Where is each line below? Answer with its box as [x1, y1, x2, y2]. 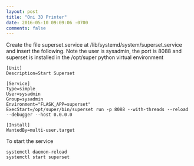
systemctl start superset [6, 154, 70, 160]
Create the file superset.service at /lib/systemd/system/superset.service [6, 41, 183, 48]
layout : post [6, 8, 38, 15]
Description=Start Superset [6, 70, 75, 77]
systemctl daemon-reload [6, 149, 67, 155]
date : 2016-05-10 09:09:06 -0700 [6, 19, 88, 25]
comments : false [6, 25, 46, 31]
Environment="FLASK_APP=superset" [6, 102, 91, 108]
